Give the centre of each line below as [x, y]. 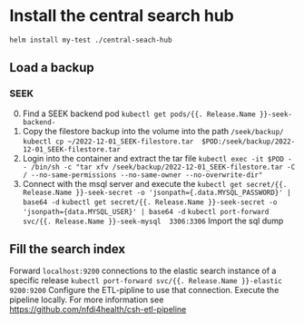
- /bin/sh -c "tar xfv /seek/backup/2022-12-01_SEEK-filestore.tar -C [159, 167]
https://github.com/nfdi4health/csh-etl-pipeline [98, 309]
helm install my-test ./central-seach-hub [91, 40]
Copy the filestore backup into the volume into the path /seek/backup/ [153, 131]
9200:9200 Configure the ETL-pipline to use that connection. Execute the [144, 290]
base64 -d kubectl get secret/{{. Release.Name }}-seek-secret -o [150, 202]
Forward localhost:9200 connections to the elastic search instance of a [143, 271]
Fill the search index [68, 249]
